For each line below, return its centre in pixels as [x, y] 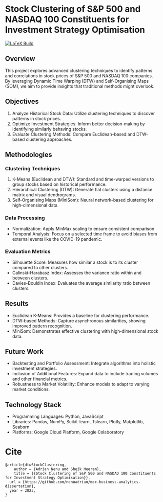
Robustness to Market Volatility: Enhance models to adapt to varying [81, 384]
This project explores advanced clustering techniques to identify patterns [79, 70]
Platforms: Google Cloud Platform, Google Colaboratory [68, 432]
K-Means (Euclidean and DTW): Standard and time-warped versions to [83, 179]
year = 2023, [23, 491]
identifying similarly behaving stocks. [49, 129]
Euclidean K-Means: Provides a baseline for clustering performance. [81, 315]
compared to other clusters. [40, 267]
